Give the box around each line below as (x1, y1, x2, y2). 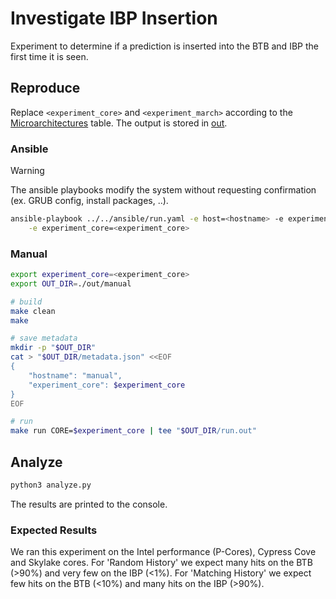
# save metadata (10, 333, 78, 344)
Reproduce (10, 80, 81, 97)
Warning (10, 165, 45, 177)
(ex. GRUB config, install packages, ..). (10, 195, 169, 207)
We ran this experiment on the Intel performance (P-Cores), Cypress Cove (10, 546, 317, 558)
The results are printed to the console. (10, 498, 168, 510)
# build (10, 297, 43, 307)
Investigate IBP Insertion (10, 7, 218, 30)
